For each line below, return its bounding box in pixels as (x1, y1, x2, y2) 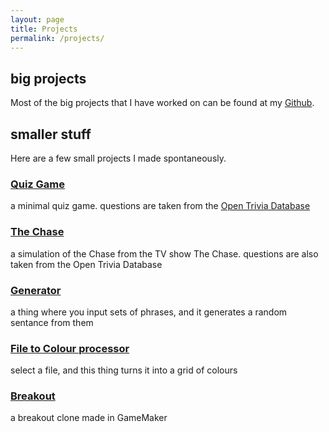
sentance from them (10, 316, 94, 328)
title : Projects (10, 24, 78, 34)
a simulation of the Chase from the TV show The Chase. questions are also (10, 247, 319, 260)
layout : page (10, 14, 65, 25)
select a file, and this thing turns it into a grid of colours (10, 364, 238, 376)
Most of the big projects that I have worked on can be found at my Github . (10, 97, 315, 109)
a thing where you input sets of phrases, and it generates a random (10, 306, 288, 318)
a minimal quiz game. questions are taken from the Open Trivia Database (10, 200, 311, 212)
